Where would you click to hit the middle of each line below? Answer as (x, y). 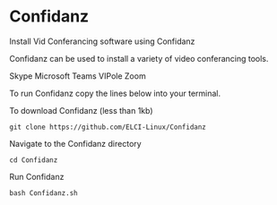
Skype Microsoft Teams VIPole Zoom (78, 76)
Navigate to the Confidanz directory (75, 143)
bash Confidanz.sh (43, 193)
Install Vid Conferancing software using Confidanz (102, 41)
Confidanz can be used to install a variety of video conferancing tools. (139, 58)
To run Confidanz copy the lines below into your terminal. (115, 93)
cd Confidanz (34, 160)
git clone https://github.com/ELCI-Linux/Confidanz (108, 127)
